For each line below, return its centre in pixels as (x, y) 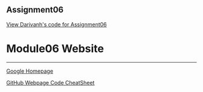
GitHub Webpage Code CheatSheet (50, 82)
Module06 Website (55, 49)
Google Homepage (30, 71)
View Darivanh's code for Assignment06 (56, 24)
